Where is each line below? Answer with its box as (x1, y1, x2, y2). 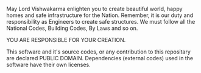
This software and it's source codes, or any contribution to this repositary (6, 48, 191, 55)
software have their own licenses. (6, 61, 91, 68)
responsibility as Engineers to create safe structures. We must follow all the (6, 18, 196, 25)
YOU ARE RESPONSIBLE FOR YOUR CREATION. (6, 36, 126, 43)
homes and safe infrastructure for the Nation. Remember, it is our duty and (6, 12, 194, 19)
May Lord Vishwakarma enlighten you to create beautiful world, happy (6, 5, 183, 12)
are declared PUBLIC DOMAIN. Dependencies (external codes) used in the (6, 55, 194, 61)
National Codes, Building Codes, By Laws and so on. (6, 24, 138, 32)
